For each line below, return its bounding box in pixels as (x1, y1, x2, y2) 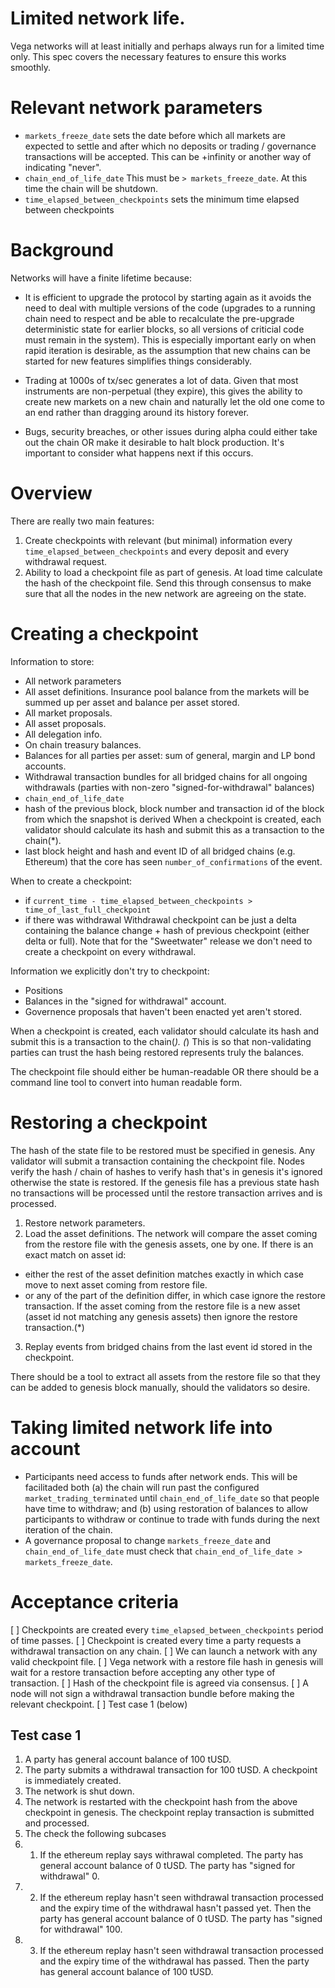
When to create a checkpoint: (10, 875, 133, 887)
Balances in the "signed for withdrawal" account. (24, 995, 227, 1007)
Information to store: (10, 655, 95, 667)
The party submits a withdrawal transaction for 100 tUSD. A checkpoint (24, 1764, 318, 1776)
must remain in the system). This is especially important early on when (24, 333, 317, 346)
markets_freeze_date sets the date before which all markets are (24, 129, 286, 141)
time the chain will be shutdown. (24, 182, 158, 194)
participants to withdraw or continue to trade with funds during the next (24, 1513, 320, 1525)
